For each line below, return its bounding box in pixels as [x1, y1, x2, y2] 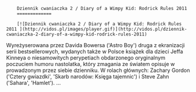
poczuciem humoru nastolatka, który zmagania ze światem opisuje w [6, 61, 175, 67]
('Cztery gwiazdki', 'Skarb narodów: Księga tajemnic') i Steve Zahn [6, 73, 169, 80]
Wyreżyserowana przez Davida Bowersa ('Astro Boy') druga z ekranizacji [6, 42, 185, 48]
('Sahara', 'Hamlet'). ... [6, 80, 61, 86]
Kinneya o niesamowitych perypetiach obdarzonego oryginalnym [6, 54, 166, 61]
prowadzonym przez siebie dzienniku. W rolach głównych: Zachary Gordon [6, 67, 190, 74]
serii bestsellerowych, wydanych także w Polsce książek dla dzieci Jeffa [6, 48, 184, 55]
